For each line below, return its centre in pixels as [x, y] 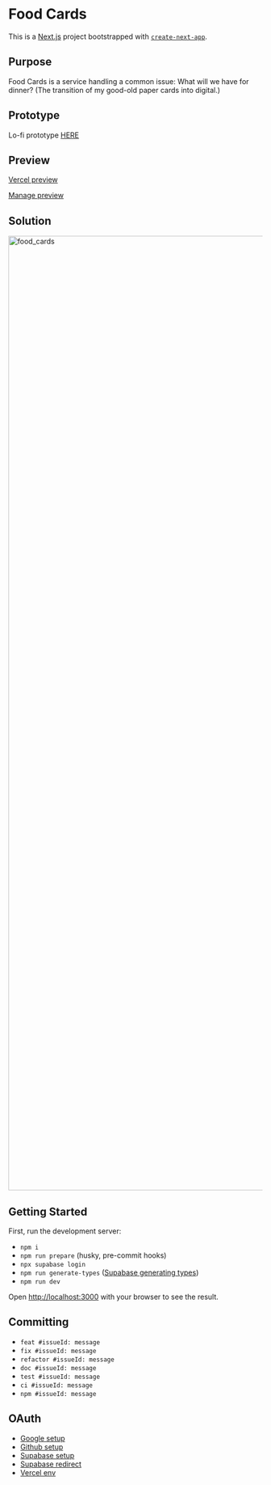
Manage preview [36, 196]
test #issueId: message [60, 1377]
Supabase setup [47, 1455]
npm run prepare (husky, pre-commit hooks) [93, 1255]
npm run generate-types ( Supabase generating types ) [109, 1272]
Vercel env [38, 1472]
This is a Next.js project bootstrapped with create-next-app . [108, 36]
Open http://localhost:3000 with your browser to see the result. [114, 1297]
